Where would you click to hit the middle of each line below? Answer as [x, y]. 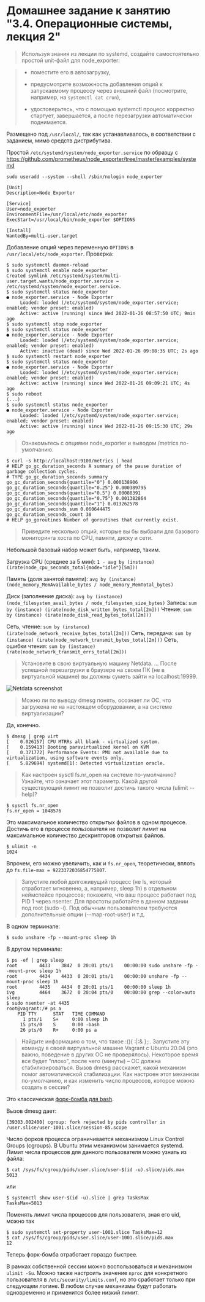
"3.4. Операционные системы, [89, 24]
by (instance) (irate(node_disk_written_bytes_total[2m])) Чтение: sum [99, 609]
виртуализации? [43, 713]
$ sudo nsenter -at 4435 [38, 1003]
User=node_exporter [31, 209]
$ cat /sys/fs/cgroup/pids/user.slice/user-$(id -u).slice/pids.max [95, 1170]
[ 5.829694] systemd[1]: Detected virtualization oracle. [86, 763]
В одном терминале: [33, 926]
